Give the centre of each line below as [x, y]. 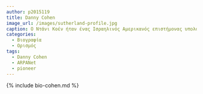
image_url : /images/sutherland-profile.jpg [62, 23]
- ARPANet [24, 62]
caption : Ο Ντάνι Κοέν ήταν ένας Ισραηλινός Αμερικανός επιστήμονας [94, 29]
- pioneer [24, 68]
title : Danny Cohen [31, 18]
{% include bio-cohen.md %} [43, 86]
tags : [13, 52]
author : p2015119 [28, 12]
